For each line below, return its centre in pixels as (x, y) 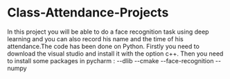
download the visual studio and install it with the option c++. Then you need (115, 54)
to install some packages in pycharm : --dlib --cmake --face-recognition (110, 60)
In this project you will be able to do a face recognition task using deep (108, 32)
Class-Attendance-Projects (88, 13)
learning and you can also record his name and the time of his (95, 38)
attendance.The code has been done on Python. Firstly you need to (103, 46)
